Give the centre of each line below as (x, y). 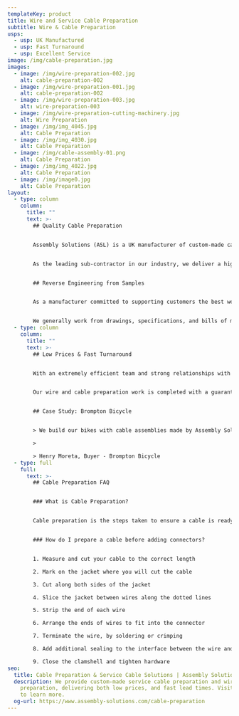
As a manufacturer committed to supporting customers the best (128, 302)
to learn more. (43, 695)
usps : (15, 34)
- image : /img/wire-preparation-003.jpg (74, 100)
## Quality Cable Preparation (78, 226)
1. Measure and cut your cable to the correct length (114, 559)
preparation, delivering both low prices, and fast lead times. (117, 688)
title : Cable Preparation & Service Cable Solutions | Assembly (111, 675)
